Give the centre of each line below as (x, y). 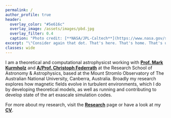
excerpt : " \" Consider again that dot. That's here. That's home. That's (84, 43)
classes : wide (20, 48)
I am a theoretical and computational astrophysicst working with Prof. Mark (84, 62)
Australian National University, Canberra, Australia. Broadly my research (81, 78)
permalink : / (19, 10)
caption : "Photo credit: (36, 39)
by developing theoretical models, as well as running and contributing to (81, 89)
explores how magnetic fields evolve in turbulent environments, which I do (83, 84)
